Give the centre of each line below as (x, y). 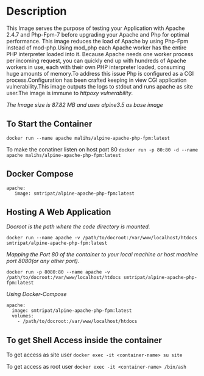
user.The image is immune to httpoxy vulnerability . (70, 93)
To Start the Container (49, 124)
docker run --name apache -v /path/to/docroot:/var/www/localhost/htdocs (102, 238)
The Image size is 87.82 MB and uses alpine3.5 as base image (85, 104)
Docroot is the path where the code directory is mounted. (78, 226)
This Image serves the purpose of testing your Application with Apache (96, 28)
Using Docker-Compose (37, 294)
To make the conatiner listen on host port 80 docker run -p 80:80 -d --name (102, 149)
